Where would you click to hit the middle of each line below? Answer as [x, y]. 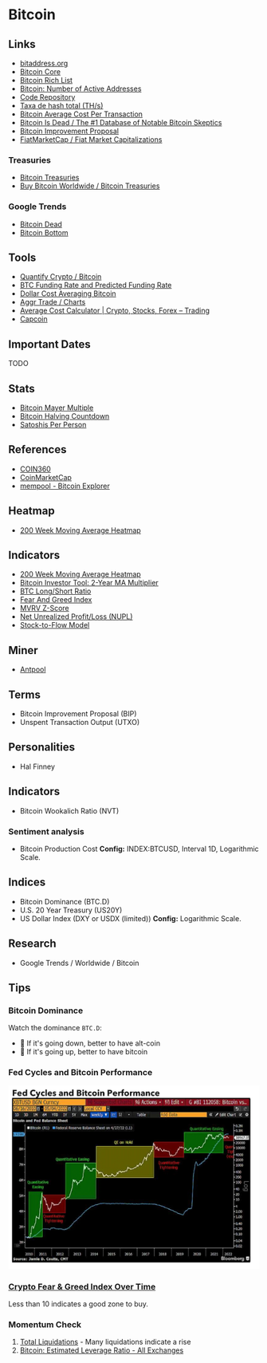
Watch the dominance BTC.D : [55, 1028]
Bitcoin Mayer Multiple [57, 408]
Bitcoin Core [40, 72]
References [37, 449]
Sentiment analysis [47, 831]
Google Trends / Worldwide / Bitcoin [79, 963]
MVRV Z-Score [44, 609]
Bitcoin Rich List [46, 80]
